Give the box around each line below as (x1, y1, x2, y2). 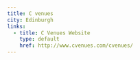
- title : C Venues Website (13, 29, 91, 37)
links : (7, 23, 26, 30)
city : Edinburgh (7, 17, 54, 23)
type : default (19, 36, 60, 43)
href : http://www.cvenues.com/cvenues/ (19, 42, 134, 49)
